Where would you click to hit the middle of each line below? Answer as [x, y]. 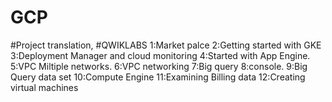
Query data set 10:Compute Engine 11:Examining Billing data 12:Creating [158, 77]
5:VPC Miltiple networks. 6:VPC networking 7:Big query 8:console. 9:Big [159, 66]
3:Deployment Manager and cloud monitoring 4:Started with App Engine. [160, 55]
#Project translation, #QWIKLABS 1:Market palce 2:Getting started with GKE [166, 45]
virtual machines [44, 87]
